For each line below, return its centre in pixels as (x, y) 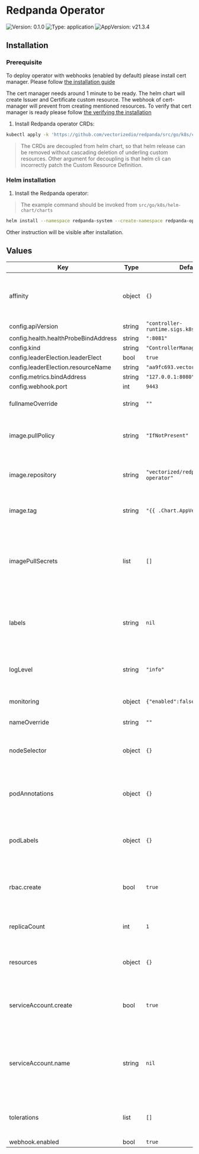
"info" (155, 670)
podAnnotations (31, 794)
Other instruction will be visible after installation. (65, 232)
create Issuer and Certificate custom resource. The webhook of (84, 99)
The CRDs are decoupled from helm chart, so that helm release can (103, 146)
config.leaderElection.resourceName (60, 367)
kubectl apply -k (28, 134)
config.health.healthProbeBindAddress (63, 338)
